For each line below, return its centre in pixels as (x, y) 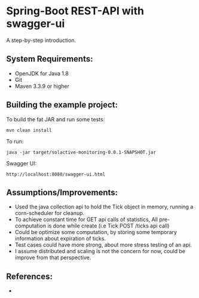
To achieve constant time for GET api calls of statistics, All (86, 220)
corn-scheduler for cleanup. (50, 213)
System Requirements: (50, 59)
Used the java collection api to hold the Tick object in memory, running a (104, 207)
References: (29, 276)
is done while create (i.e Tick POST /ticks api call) (108, 226)
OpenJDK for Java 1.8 (42, 73)
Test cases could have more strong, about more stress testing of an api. (103, 245)
